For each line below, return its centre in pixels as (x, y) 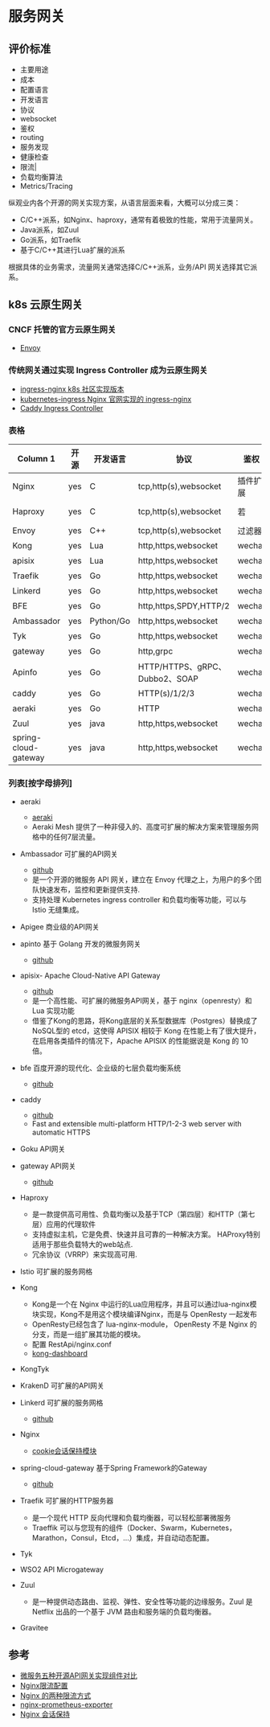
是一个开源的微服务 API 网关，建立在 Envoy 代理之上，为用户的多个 (143, 879)
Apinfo (25, 672)
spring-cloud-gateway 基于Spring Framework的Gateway (113, 1467)
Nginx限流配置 (44, 1686)
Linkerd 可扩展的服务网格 (61, 1402)
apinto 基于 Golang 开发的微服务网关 (80, 943)
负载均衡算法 (41, 177)
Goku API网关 (43, 1149)
